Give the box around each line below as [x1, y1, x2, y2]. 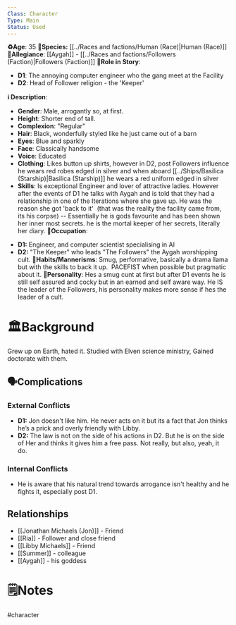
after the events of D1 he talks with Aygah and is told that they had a [17, 190, 215, 198]
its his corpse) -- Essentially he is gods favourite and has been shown [17, 212, 221, 221]
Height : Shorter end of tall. [17, 114, 96, 123]
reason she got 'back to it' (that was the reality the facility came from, [17, 204, 222, 213]
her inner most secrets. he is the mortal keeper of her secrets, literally [17, 219, 221, 228]
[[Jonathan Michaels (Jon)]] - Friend [17, 526, 124, 536]
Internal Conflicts [7, 464, 68, 474]
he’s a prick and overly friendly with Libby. [17, 424, 141, 432]
